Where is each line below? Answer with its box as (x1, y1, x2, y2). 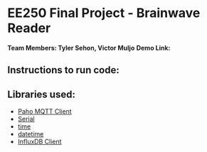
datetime (17, 130, 44, 139)
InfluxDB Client (17, 137, 62, 146)
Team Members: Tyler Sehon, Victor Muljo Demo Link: (7, 43, 171, 52)
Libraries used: (7, 88, 76, 100)
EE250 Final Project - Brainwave (7, 5, 201, 21)
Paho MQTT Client (17, 107, 73, 116)
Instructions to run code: (7, 64, 120, 76)
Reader (7, 20, 51, 36)
